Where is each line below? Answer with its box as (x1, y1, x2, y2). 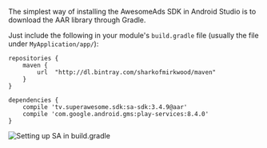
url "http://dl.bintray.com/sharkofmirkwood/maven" (37, 68, 217, 76)
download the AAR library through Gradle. (8, 15, 146, 25)
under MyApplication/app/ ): (8, 39, 99, 49)
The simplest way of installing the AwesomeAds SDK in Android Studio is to (8, 7, 257, 16)
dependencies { (8, 96, 59, 104)
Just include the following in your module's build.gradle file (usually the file (8, 31, 259, 40)
